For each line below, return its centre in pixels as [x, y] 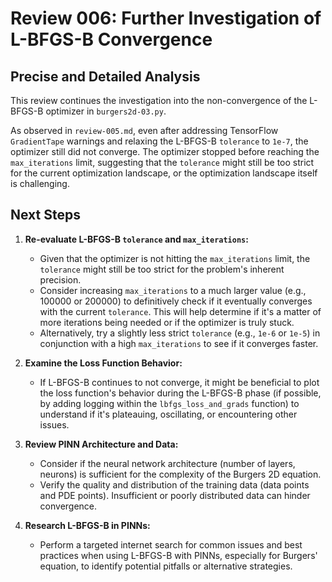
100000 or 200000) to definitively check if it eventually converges [176, 301]
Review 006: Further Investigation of [166, 18]
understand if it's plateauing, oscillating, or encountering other [168, 414]
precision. [60, 279]
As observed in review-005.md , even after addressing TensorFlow [144, 130]
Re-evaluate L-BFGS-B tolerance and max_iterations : [136, 239]
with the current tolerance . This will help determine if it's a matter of [180, 311]
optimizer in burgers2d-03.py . [106, 111]
